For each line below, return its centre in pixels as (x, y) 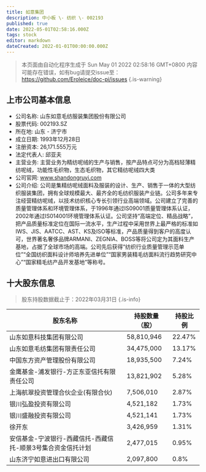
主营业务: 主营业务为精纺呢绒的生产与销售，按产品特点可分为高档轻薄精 (105, 162)
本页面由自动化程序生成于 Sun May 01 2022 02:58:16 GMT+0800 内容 (109, 65)
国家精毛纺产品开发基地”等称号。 (67, 262)
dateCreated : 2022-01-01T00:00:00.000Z (57, 47)
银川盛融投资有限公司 (40, 415)
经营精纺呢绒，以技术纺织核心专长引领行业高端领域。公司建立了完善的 (109, 200)
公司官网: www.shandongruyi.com (59, 177)
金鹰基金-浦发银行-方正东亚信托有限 (63, 371)
